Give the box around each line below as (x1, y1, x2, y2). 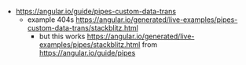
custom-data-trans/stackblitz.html (27, 23, 139, 32)
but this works (39, 31, 86, 41)
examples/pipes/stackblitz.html (39, 40, 141, 49)
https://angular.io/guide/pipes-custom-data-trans (15, 7, 177, 16)
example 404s (27, 15, 75, 24)
